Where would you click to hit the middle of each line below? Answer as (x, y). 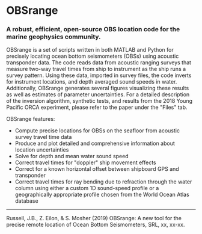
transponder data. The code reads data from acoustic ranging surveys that (99, 63)
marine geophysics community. (54, 37)
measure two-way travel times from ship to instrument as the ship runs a (96, 69)
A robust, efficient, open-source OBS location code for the (93, 29)
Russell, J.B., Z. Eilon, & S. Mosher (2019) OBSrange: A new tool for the (94, 218)
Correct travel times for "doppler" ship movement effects (85, 162)
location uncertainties (42, 150)
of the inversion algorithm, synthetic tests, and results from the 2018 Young (99, 101)
